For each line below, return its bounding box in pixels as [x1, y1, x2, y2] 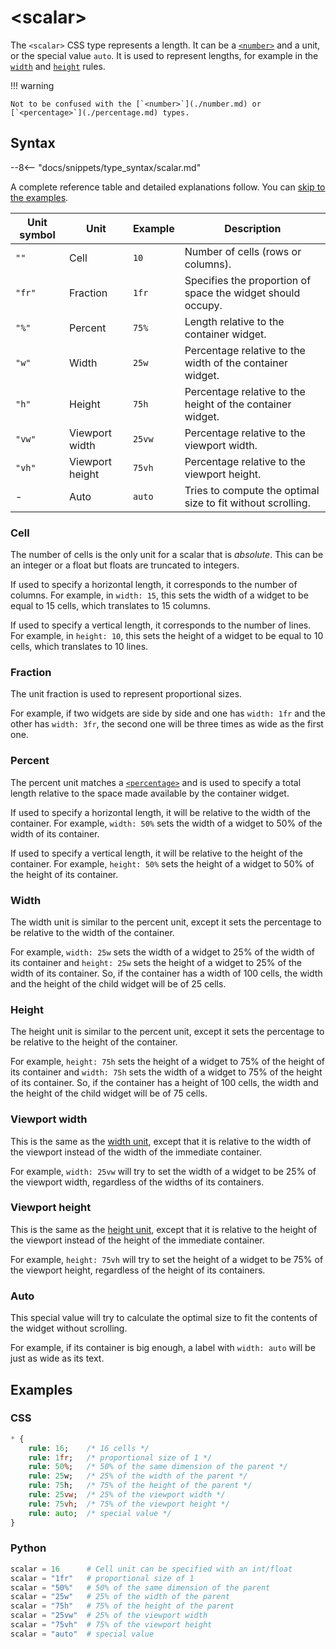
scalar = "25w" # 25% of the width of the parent [10, 1592, 230, 1602]
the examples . [10, 191, 69, 203]
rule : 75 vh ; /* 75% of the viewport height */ [28, 1499, 230, 1509]
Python [10, 1541, 47, 1555]
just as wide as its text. [10, 1352, 105, 1365]
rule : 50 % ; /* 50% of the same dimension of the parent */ [28, 1462, 288, 1472]
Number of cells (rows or [184, 244, 302, 258]
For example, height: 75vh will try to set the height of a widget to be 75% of [10, 1253, 324, 1265]
